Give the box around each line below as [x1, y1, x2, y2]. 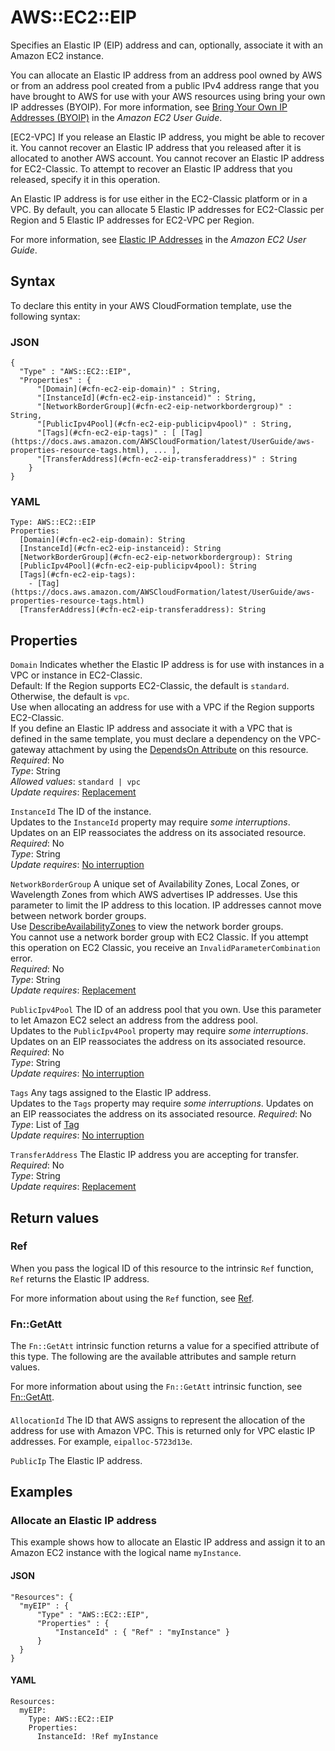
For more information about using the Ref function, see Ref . [10, 1292, 255, 1304]
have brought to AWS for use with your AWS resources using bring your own [10, 90, 326, 102]
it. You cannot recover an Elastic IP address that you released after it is [10, 141, 302, 153]
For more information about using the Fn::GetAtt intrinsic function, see [10, 1381, 303, 1393]
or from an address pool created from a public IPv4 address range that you [10, 79, 320, 91]
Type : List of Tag [10, 1119, 80, 1131]
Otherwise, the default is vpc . [10, 691, 130, 703]
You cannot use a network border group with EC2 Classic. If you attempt [10, 931, 309, 943]
